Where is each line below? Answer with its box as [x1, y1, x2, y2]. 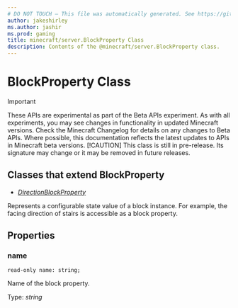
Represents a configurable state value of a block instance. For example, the [7, 201, 228, 210]
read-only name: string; [7, 267, 81, 274]
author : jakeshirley [7, 17, 69, 24]
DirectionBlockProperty [17, 188, 86, 196]
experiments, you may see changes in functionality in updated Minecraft [7, 118, 218, 127]
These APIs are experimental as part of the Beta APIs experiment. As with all [7, 110, 230, 119]
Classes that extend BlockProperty [7, 169, 165, 181]
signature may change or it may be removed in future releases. [7, 148, 191, 156]
